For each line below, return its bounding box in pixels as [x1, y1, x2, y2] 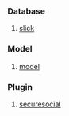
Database [7, 6, 45, 17]
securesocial [18, 99, 61, 109]
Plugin [7, 81, 33, 92]
